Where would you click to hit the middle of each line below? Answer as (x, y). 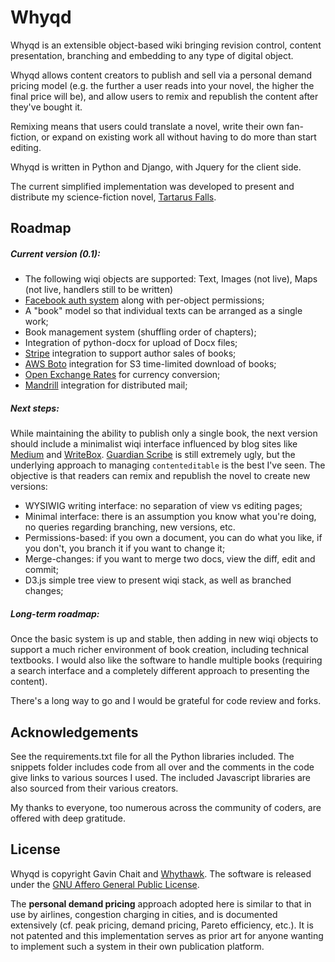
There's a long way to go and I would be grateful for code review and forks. (166, 701)
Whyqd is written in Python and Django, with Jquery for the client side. (156, 167)
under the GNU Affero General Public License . (105, 884)
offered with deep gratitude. (68, 818)
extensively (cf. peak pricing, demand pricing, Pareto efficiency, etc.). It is (162, 925)
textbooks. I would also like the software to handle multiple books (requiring (166, 660)
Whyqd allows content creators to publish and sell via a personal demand (161, 75)
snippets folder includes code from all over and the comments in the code (162, 767)
